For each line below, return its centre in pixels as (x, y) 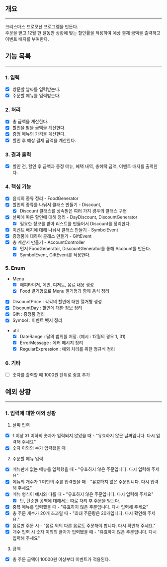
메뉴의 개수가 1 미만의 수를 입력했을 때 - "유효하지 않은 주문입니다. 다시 (81, 482)
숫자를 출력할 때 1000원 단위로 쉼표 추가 (51, 375)
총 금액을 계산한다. (30, 122)
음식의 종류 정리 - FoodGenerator (45, 198)
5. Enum (15, 268)
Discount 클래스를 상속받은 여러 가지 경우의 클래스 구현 (73, 211)
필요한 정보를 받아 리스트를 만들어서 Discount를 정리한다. (75, 223)
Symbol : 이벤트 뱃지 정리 (37, 320)
